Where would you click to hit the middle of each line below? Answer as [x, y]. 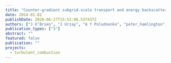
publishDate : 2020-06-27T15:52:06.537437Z [51, 19]
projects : [16, 48]
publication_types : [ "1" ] [33, 29]
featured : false [22, 39]
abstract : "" [19, 34]
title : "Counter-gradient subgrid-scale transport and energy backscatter [86, 10]
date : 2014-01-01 [24, 15]
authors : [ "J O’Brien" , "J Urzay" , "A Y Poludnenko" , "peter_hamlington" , [86, 24]
